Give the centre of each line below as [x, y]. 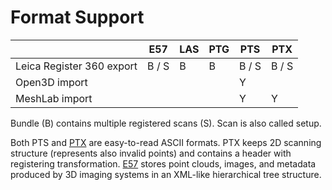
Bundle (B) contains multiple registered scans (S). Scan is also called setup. [166, 123]
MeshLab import [54, 98]
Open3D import [51, 82]
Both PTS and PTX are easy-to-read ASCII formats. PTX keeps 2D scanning [166, 142]
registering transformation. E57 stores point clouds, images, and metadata [163, 163]
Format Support [77, 17]
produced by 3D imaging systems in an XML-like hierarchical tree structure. [166, 174]
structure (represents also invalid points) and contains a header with [151, 153]
